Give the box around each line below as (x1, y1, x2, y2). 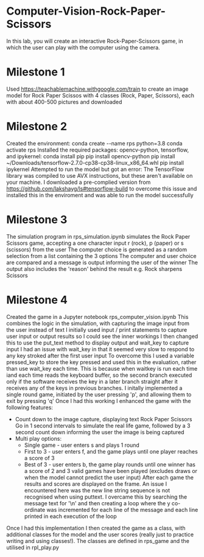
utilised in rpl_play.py (6, 544, 60, 551)
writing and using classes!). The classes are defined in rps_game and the (6, 537, 190, 544)
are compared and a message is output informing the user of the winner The (6, 259, 198, 266)
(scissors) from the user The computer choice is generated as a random (6, 245, 188, 253)
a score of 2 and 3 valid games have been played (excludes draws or (24, 467, 198, 474)
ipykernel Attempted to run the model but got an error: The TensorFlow (6, 166, 185, 173)
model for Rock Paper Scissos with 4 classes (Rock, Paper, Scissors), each (6, 91, 195, 99)
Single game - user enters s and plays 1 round (24, 441, 140, 449)
